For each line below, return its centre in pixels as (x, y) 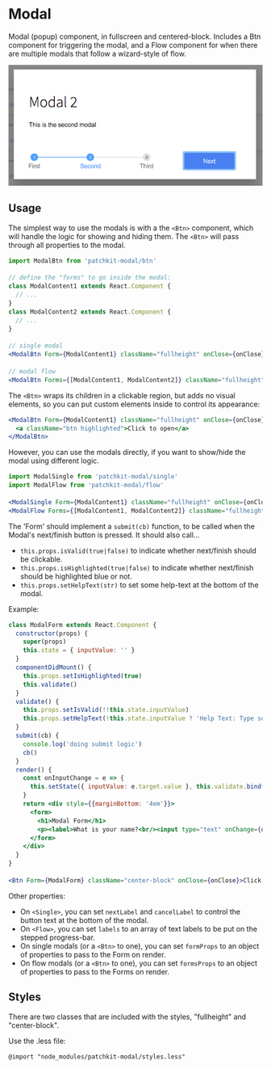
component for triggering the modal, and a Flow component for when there (133, 44)
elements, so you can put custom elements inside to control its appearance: (134, 404)
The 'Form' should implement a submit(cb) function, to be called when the (132, 526)
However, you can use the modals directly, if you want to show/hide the (127, 452)
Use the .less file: (37, 1041)
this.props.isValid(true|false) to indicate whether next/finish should (138, 550)
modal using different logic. (54, 461)
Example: (24, 609)
